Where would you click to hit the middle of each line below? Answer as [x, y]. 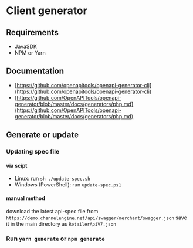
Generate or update [43, 135]
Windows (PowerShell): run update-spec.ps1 [68, 185]
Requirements [32, 33]
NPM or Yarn [30, 53]
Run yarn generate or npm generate [55, 239]
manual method [26, 198]
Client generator [47, 11]
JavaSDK [26, 46]
